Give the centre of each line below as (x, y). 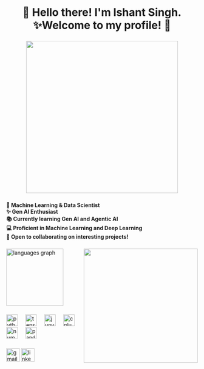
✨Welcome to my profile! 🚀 (102, 25)
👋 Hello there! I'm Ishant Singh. (102, 12)
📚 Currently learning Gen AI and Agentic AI (62, 219)
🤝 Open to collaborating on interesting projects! (67, 237)
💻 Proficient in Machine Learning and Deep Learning (74, 228)
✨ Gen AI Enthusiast (32, 212)
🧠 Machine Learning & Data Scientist (53, 205)
